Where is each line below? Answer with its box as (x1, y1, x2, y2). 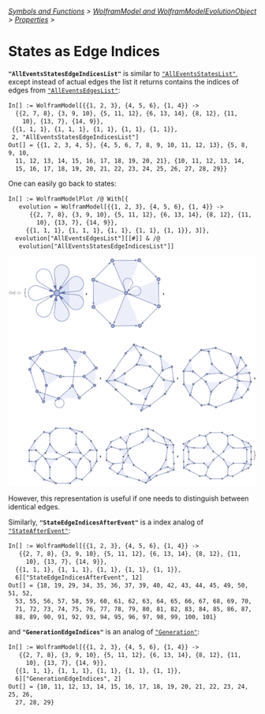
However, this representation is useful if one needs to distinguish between (8, 494, 249, 503)
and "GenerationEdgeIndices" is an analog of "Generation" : (8, 626, 200, 636)
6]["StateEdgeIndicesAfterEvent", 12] (15, 573, 144, 581)
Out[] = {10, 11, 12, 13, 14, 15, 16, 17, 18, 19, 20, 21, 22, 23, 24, (8, 682, 248, 690)
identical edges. (8, 502, 61, 511)
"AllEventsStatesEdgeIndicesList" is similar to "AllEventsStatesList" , (8, 68, 238, 78)
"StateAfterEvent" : (8, 525, 71, 535)
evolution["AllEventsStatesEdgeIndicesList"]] (18, 242, 175, 250)
